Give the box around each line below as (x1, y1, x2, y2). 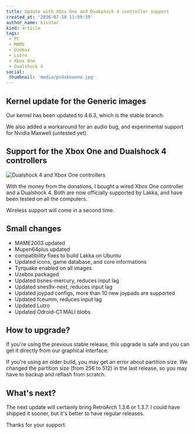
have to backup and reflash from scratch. (6, 371, 106, 378)
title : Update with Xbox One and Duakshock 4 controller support (6, 8, 169, 15)
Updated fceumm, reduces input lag (14, 296, 102, 303)
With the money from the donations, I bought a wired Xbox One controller (6, 183, 184, 190)
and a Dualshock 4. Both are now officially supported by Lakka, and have (6, 189, 183, 196)
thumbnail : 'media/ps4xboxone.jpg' (8, 74, 96, 80)
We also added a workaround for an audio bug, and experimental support (6, 123, 184, 130)
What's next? (6, 388, 56, 398)
